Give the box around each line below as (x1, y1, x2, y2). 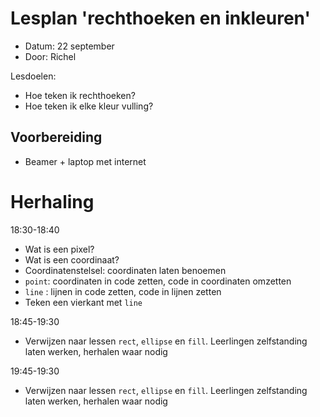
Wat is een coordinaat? (24, 253, 120, 266)
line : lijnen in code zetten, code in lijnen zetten (24, 285, 222, 297)
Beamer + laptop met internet (24, 155, 147, 167)
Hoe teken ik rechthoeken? (24, 89, 136, 101)
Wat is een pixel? (24, 243, 95, 255)
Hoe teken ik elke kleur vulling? (24, 100, 154, 112)
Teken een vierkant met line (24, 296, 143, 308)
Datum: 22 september (24, 40, 115, 52)
